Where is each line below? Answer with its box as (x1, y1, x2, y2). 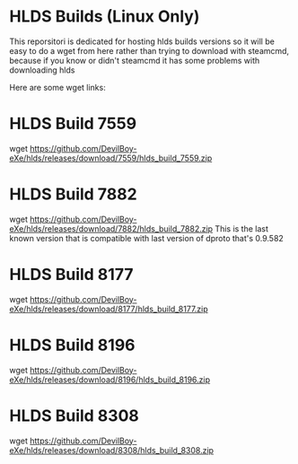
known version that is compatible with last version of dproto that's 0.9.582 (9, 232, 285, 243)
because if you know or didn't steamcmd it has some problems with (9, 55, 260, 66)
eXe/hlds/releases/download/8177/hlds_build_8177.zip (9, 303, 208, 314)
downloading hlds (9, 65, 75, 75)
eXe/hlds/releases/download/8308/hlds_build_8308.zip (9, 444, 214, 455)
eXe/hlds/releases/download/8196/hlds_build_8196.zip (9, 374, 211, 385)
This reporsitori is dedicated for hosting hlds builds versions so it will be (9, 36, 276, 47)
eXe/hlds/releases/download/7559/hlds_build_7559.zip (9, 153, 213, 163)
